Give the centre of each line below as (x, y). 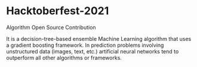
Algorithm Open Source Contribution (51, 27)
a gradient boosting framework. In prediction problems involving (85, 45)
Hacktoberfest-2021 (58, 11)
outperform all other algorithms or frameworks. (64, 58)
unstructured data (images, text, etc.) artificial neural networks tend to (93, 51)
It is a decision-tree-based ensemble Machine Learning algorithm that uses (99, 39)
